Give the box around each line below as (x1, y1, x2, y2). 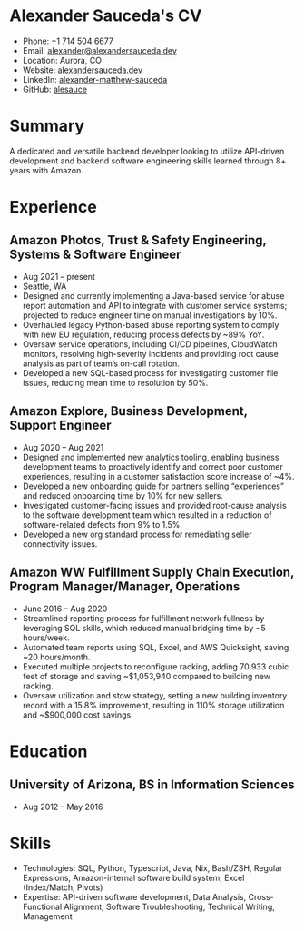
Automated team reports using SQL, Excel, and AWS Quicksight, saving (22, 641, 289, 652)
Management (22, 911, 73, 922)
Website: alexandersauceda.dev (22, 64, 143, 75)
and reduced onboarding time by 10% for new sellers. (22, 490, 224, 500)
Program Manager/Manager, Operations (9, 579, 240, 595)
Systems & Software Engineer (9, 247, 181, 262)
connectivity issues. (22, 538, 98, 550)
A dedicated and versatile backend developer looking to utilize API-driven (9, 145, 285, 156)
